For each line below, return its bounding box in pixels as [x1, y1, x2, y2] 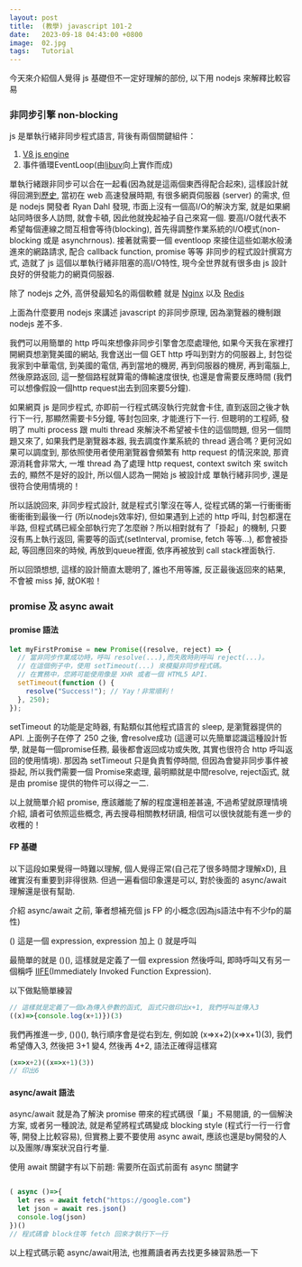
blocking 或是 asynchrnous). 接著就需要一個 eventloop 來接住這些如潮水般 [9, 235, 285, 246]
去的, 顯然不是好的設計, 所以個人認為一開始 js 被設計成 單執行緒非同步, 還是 [9, 470, 288, 481]
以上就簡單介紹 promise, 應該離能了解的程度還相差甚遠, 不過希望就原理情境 [9, 796, 288, 807]
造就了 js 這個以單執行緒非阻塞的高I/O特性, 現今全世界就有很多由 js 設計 [21, 258, 288, 269]
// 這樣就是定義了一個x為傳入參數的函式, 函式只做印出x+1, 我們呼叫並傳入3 [9, 1003, 260, 1012]
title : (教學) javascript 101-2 [9, 22, 133, 31]
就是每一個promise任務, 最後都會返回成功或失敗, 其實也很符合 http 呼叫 [21, 743, 286, 754]
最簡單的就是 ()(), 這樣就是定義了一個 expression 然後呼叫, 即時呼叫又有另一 [9, 954, 291, 965]
